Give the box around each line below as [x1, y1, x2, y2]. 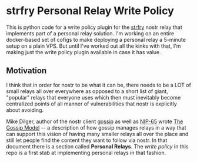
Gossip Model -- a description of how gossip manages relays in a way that [6, 124, 186, 131]
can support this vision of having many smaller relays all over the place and [6, 130, 189, 137]
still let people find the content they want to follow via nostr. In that [6, 137, 168, 144]
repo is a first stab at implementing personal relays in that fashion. [6, 149, 166, 156]
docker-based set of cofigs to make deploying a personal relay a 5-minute [6, 36, 186, 43]
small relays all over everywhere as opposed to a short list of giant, [6, 87, 169, 95]
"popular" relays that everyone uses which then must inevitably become [6, 94, 181, 101]
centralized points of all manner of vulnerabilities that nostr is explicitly [6, 100, 178, 107]
